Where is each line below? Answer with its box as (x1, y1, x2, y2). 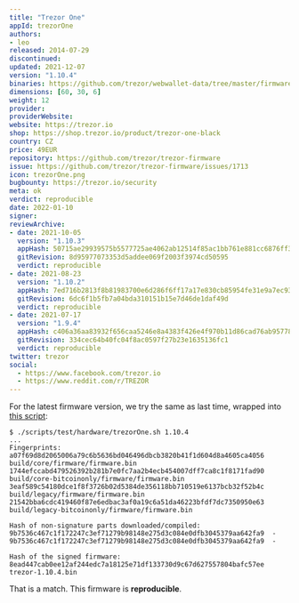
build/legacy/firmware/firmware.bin (9, 490, 145, 499)
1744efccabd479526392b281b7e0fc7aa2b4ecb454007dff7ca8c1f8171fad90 (9, 467, 265, 476)
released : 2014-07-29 (9, 46, 90, 55)
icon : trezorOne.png (9, 170, 86, 179)
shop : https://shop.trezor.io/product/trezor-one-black (9, 129, 221, 138)
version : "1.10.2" (17, 277, 86, 286)
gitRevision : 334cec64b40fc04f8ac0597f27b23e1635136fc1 (17, 335, 229, 344)
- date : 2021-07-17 (9, 310, 82, 320)
